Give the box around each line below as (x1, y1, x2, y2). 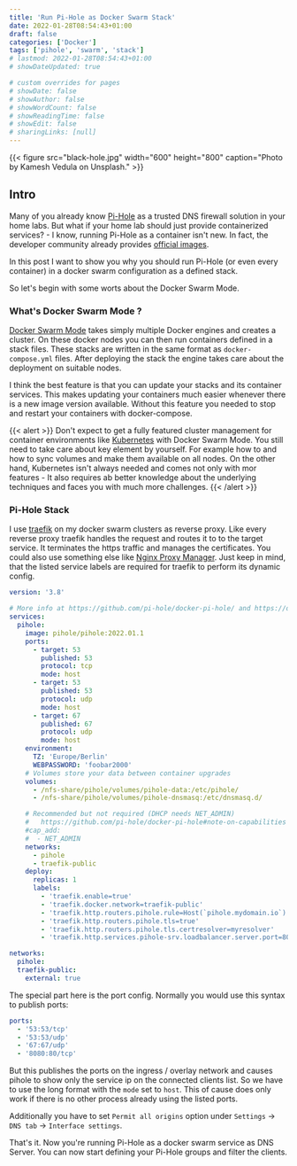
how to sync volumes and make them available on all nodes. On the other (9, 454, 276, 464)
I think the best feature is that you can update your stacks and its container (9, 380, 283, 391)
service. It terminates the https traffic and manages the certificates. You (9, 542, 271, 554)
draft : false (9, 29, 57, 38)
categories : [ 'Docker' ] (9, 37, 97, 47)
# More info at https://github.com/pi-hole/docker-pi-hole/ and (9, 604, 251, 613)
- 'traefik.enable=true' (41, 892, 133, 901)
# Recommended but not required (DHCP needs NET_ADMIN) (25, 810, 236, 819)
